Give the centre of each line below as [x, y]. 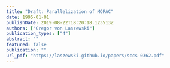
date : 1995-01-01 [28, 17]
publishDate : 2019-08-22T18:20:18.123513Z [60, 22]
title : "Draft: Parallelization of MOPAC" [60, 12]
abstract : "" [22, 39]
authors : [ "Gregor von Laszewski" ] [51, 28]
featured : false [26, 45]
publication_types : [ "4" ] [38, 34]
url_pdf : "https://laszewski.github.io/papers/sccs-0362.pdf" [85, 56]
